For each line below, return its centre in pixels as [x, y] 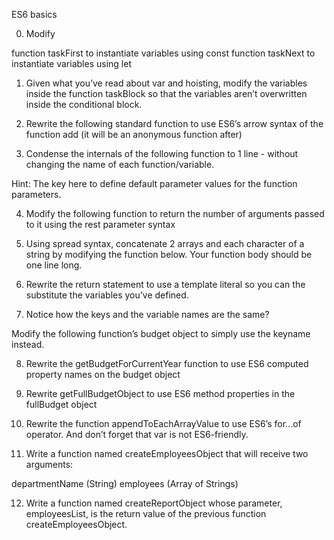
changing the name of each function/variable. [120, 164]
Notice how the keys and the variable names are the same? [147, 314]
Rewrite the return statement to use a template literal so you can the [165, 284]
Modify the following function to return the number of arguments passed [175, 213]
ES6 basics [34, 14]
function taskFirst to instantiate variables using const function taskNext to [163, 53]
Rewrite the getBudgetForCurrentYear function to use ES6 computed [167, 363]
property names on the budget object [103, 374]
